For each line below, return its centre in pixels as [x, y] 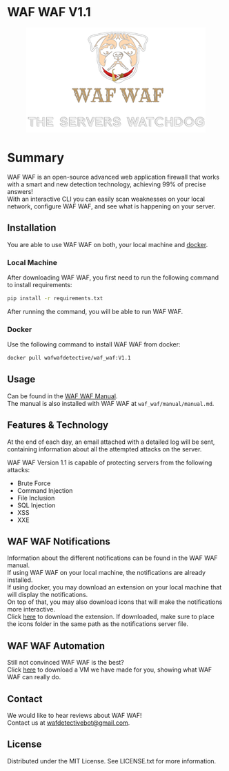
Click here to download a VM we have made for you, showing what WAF [110, 670]
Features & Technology [58, 425]
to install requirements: [40, 284]
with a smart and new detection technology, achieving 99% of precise [107, 184]
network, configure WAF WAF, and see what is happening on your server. [111, 206]
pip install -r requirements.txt [55, 298]
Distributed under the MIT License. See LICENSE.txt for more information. [112, 761]
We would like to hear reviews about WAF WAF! [74, 716]
